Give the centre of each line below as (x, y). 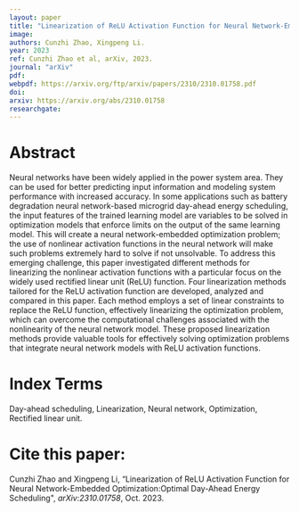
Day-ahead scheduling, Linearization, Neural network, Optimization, (133, 409)
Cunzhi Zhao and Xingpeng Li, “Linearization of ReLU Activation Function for (149, 479)
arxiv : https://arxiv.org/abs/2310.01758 (87, 100)
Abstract (42, 153)
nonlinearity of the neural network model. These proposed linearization (140, 329)
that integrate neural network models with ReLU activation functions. (135, 348)
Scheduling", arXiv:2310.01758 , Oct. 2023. (87, 498)
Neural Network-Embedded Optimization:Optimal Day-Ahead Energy (135, 489)
